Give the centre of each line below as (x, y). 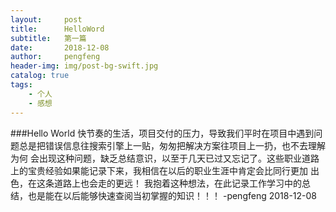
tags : (21, 85)
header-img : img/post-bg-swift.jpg (84, 66)
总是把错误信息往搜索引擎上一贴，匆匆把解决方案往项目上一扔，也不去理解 (172, 145)
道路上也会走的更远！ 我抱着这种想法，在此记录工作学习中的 (177, 183)
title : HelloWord (57, 29)
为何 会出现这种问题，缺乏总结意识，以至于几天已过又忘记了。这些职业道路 (165, 158)
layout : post (46, 19)
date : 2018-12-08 (60, 47)
